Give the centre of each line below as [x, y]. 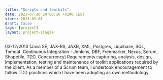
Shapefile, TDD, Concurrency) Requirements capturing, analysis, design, [79, 57]
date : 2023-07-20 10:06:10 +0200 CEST [45, 14]
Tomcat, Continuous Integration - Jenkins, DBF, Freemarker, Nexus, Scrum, [81, 52]
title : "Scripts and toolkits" [37, 10]
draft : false [18, 23]
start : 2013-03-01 [24, 19]
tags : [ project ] [22, 28]
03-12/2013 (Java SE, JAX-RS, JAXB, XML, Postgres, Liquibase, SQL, [75, 46]
